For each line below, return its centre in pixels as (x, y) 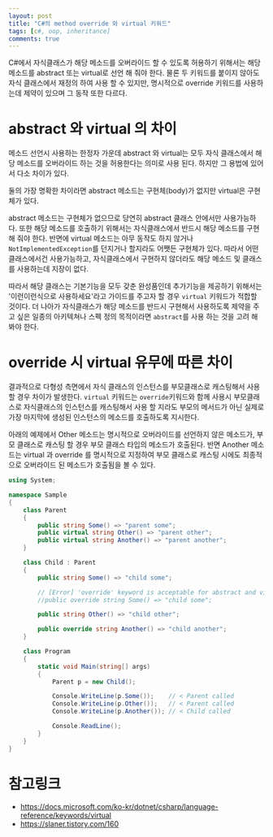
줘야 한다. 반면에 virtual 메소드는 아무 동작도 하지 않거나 (105, 239)
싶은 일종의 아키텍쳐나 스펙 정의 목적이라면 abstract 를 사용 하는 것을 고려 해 (137, 317)
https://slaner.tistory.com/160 (69, 824)
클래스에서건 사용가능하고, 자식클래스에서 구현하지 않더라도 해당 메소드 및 (125, 259)
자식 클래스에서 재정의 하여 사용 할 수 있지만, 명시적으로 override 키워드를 (125, 83)
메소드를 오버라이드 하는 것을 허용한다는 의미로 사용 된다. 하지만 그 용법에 (133, 163)
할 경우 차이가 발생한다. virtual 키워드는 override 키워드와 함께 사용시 (120, 397)
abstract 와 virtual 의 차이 (93, 129)
